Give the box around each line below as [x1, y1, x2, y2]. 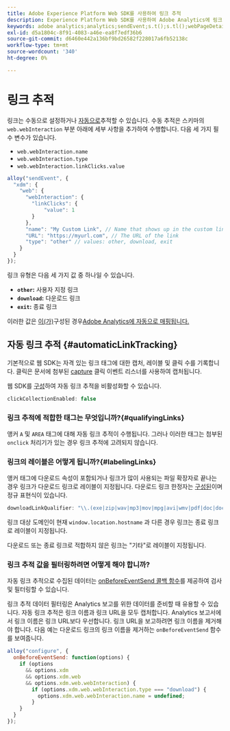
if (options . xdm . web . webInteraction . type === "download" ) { [31, 686, 207, 693]
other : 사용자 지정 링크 [16, 285, 79, 293]
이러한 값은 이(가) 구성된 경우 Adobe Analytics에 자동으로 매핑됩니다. [7, 317, 190, 325]
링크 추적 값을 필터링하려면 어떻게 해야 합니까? [7, 560, 151, 569]
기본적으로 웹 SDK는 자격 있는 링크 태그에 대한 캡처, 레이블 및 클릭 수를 [7, 358, 196, 367]
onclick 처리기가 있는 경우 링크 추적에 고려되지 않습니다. [7, 438, 159, 446]
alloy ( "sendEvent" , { [7, 175, 69, 182]
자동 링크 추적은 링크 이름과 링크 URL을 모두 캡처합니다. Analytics [21, 608, 198, 617]
